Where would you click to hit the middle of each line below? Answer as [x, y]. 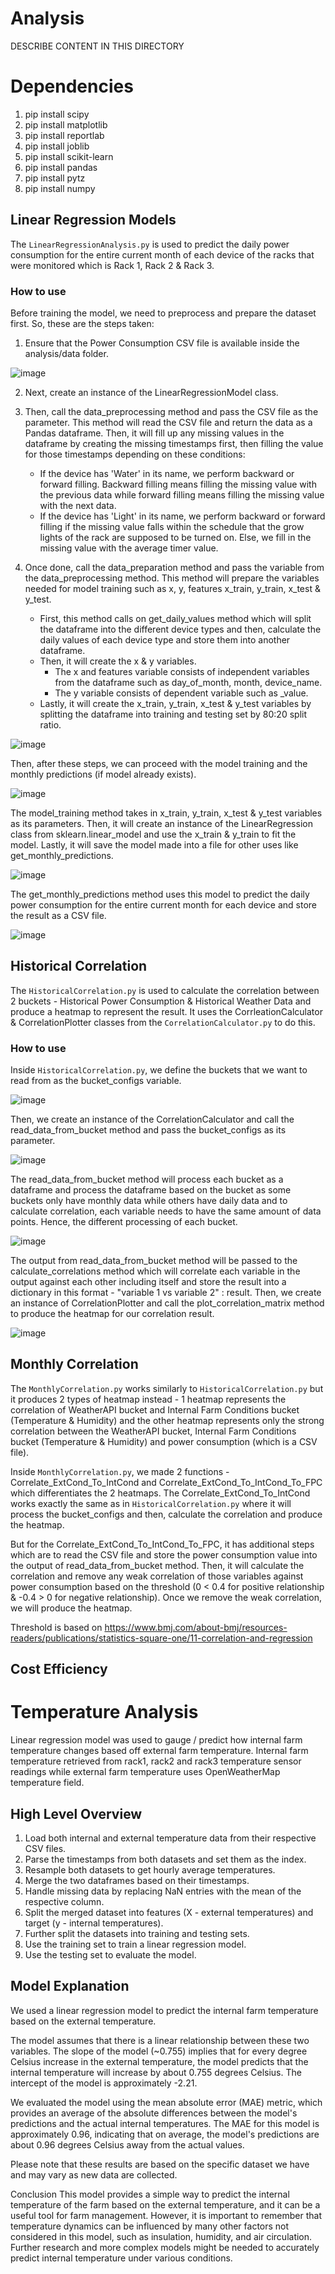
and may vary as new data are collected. [94, 2174]
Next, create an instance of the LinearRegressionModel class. [151, 392]
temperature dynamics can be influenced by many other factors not [150, 2226]
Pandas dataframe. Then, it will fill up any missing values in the [154, 433]
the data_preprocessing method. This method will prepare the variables [172, 578]
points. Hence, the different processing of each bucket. [124, 1222]
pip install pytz [55, 178]
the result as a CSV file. [58, 915]
